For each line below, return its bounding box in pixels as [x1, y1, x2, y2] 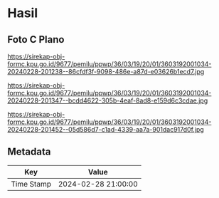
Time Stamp [11, 179, 52, 189]
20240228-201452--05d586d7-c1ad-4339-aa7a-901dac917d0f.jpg [7, 125, 204, 133]
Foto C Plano [7, 33, 65, 46]
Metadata [7, 146, 51, 158]
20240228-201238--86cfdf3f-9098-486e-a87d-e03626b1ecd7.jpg [7, 68, 205, 75]
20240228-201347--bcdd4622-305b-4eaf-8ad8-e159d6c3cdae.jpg [7, 96, 208, 105]
